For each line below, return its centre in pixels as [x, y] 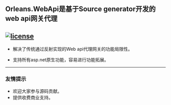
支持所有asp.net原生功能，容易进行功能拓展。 [61, 60]
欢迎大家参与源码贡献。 [37, 91]
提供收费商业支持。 [33, 97]
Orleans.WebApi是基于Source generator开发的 [81, 9]
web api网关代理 [31, 19]
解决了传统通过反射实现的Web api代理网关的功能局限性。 [73, 49]
